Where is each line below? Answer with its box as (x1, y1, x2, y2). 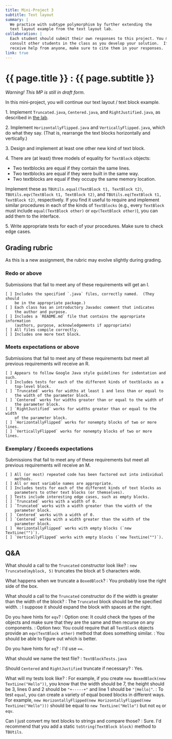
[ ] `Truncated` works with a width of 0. (5, 499, 97, 504)
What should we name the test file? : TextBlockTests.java (5, 655, 127, 661)
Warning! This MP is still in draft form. (5, 89, 85, 95)
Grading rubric (5, 243, 53, 252)
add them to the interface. (5, 213, 60, 219)
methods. (14, 477, 33, 482)
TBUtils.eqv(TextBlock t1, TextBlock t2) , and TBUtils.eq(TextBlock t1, (5, 192, 162, 198)
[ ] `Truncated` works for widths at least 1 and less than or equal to (5, 388, 164, 393)
